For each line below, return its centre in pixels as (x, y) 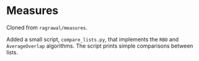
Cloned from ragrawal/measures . (47, 27)
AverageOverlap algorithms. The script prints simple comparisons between (100, 46)
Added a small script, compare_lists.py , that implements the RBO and (92, 39)
